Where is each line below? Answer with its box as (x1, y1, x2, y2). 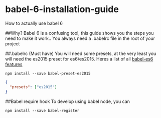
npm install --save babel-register (5, 108, 80, 113)
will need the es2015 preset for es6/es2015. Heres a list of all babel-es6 (5, 55, 153, 62)
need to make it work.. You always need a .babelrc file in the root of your (5, 35, 155, 41)
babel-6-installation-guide (5, 4, 119, 15)
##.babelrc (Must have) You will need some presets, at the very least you (5, 50, 156, 56)
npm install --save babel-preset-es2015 (5, 71, 91, 76)
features (5, 61, 23, 67)
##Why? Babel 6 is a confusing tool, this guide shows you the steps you (5, 30, 154, 36)
